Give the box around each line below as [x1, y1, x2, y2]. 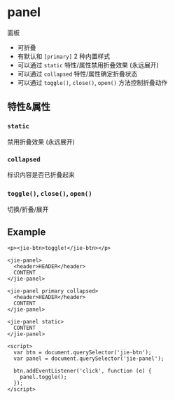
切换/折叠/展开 [7, 205, 49, 214]
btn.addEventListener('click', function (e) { [13, 368, 152, 375]
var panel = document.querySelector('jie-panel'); [13, 355, 164, 362]
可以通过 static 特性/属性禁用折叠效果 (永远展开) [17, 60, 159, 69]
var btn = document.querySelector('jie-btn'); [13, 349, 152, 356]
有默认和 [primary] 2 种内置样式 [17, 52, 111, 60]
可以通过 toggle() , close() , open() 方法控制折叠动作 [17, 78, 168, 86]
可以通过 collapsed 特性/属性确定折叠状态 [17, 69, 138, 78]
